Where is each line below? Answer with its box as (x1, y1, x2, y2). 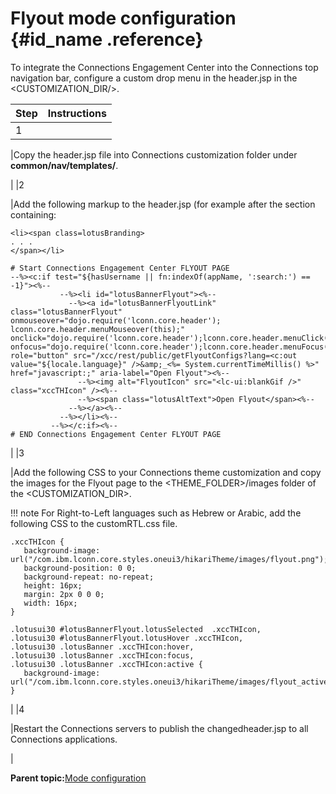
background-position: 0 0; (23, 563, 137, 573)
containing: (10, 208, 57, 221)
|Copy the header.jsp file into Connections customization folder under (10, 148, 298, 161)
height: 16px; (23, 580, 83, 591)
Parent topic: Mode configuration (10, 772, 147, 784)
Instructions (47, 106, 107, 120)
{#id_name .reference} (10, 28, 204, 51)
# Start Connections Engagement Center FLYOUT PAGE (10, 263, 230, 273)
